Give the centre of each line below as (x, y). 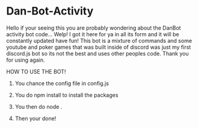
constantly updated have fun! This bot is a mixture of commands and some (99, 40)
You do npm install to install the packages (67, 95)
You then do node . (39, 106)
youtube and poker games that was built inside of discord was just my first (99, 47)
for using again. (26, 60)
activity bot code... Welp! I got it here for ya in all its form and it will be (93, 34)
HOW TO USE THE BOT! (36, 71)
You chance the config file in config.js (62, 83)
